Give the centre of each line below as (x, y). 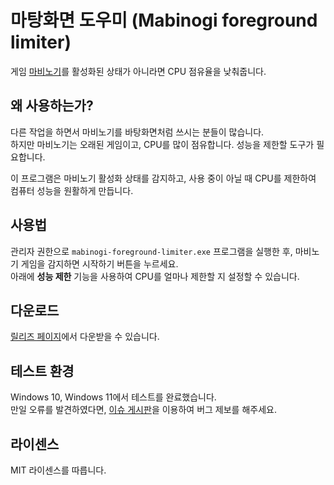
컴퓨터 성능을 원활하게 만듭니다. (72, 190)
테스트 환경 (42, 371)
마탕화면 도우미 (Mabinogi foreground (164, 20)
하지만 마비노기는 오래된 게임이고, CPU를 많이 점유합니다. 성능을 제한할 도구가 (162, 144)
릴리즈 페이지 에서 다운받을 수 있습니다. (85, 337)
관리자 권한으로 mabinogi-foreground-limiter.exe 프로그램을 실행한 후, (151, 251)
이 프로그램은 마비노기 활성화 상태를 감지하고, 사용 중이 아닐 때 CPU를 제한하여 (163, 178)
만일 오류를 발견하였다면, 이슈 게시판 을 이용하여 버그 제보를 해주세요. (143, 410)
